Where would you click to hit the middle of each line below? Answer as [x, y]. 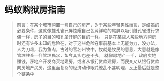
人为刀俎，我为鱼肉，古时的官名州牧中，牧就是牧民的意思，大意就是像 [88, 49]
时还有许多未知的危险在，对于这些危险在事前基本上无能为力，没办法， [88, 43]
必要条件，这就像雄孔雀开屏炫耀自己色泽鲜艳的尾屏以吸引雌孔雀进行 [86, 30]
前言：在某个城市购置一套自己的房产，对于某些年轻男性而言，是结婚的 [88, 25]
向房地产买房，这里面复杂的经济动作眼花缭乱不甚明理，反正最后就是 [86, 67]
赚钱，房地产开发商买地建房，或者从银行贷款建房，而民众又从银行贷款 [88, 61]
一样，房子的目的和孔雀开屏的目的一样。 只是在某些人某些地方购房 [88, 37]
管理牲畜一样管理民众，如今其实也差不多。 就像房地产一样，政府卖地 [86, 55]
